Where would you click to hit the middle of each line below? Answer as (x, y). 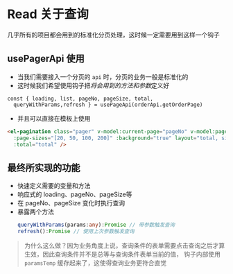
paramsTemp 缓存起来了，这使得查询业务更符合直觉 (95, 263)
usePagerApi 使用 (46, 59)
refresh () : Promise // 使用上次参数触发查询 (76, 232)
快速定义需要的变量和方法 (54, 186)
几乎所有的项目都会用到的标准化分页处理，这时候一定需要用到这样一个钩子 (113, 35)
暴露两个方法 (35, 212)
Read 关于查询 (48, 14)
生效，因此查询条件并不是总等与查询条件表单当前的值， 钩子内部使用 (122, 254)
